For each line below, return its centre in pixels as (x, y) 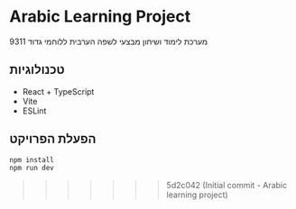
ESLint (34, 111)
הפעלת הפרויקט (53, 139)
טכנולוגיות (37, 70)
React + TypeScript (58, 91)
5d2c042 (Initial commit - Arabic (227, 186)
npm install (32, 159)
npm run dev (32, 168)
